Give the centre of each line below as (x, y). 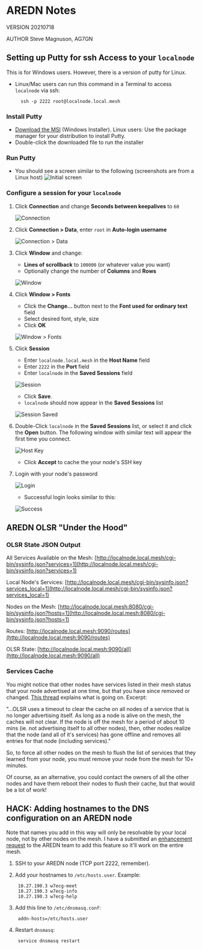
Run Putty (21, 158)
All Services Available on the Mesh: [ (51, 558)
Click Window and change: (49, 253)
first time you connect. (43, 439)
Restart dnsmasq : (35, 930)
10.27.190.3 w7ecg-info (47, 892)
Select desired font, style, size (61, 318)
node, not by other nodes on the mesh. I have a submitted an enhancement (99, 839)
